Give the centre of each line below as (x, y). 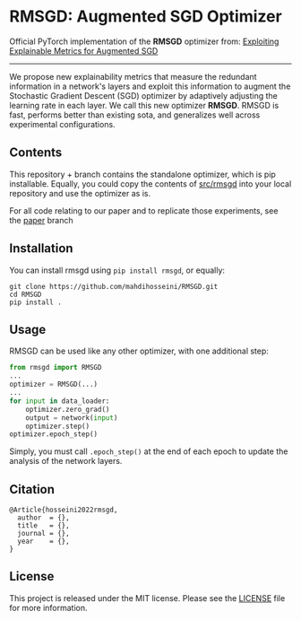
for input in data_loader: (60, 401)
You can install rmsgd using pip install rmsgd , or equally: (117, 270)
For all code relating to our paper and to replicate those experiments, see (144, 210)
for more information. (48, 607)
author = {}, (43, 518)
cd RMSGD (26, 294)
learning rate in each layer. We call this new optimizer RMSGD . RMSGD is (144, 105)
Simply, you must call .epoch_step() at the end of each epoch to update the (149, 451)
